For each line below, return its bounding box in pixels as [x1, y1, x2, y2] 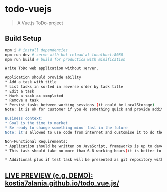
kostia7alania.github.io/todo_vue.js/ [5, 179, 119, 187]
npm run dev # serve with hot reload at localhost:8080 [5, 52, 123, 57]
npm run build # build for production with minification [5, 57, 126, 62]
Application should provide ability [5, 75, 81, 80]
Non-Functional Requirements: [5, 139, 68, 144]
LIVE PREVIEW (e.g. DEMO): [5, 171, 93, 180]
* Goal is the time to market [5, 121, 68, 126]
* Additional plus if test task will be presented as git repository [5, 157, 153, 162]
